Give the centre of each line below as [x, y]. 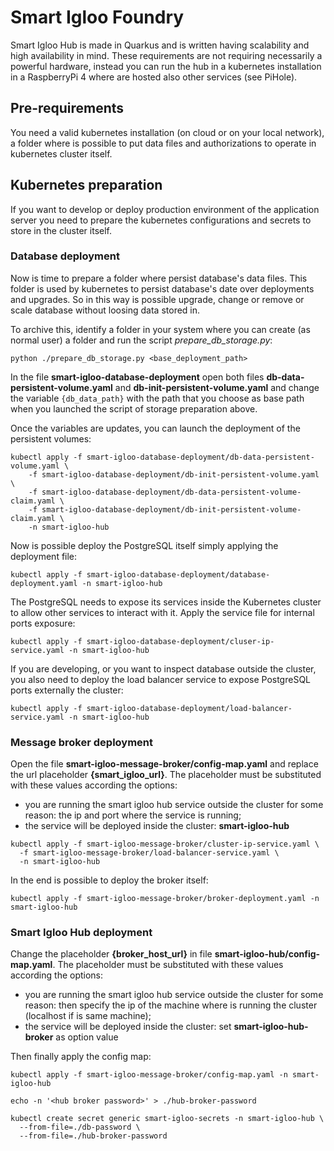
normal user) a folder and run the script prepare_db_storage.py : [141, 340]
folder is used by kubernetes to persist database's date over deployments [162, 288]
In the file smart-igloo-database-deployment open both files [137, 377]
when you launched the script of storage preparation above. [134, 408]
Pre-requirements [67, 108]
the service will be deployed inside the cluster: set [128, 1027]
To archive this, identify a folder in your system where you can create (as [160, 329]
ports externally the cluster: [67, 690]
